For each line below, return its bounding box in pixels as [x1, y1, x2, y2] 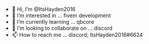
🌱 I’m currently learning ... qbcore [11, 18, 94, 25]
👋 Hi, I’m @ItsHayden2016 [11, 6, 76, 12]
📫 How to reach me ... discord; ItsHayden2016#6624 [11, 32, 143, 38]
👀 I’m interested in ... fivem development [11, 12, 111, 19]
